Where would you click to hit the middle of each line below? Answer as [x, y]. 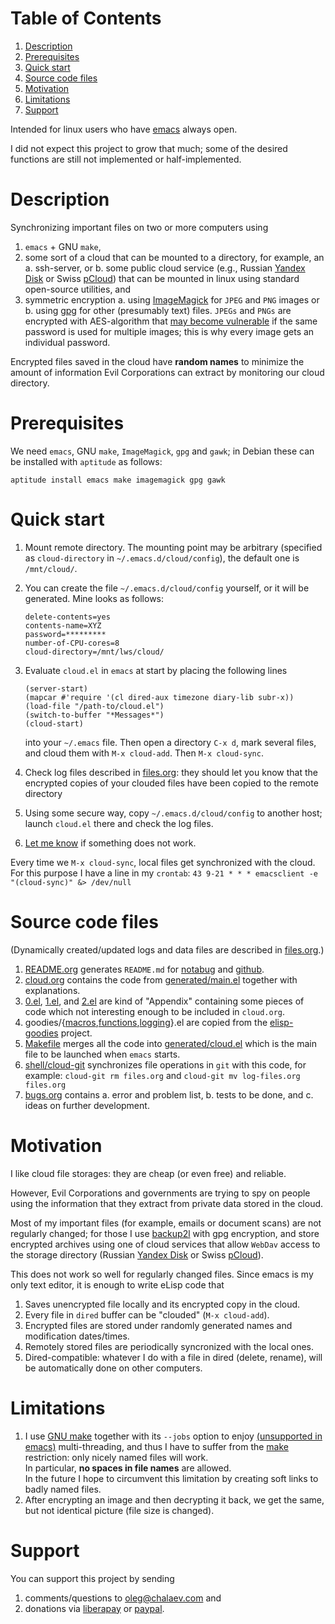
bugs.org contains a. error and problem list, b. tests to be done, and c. [169, 1094]
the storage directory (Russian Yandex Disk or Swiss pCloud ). [137, 1254]
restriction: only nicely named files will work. [116, 1457]
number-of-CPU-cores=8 [72, 643]
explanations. [52, 990]
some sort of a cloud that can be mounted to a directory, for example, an [174, 257]
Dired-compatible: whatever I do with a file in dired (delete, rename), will [173, 1357]
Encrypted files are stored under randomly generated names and [158, 1325]
